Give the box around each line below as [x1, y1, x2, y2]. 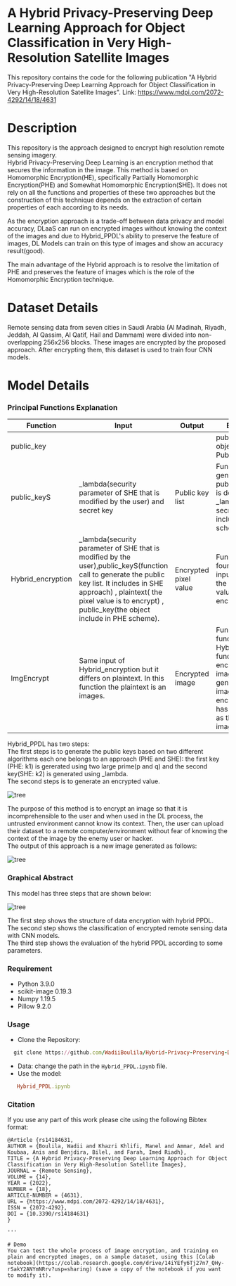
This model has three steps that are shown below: [7, 889, 152, 897]
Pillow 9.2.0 [17, 1002, 51, 1010]
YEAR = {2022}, [7, 1180, 52, 1187]
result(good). [7, 246, 46, 255]
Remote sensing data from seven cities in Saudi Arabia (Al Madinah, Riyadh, [7, 323, 227, 331]
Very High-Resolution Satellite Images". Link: [7, 88, 137, 96]
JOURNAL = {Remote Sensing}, [7, 1167, 93, 1175]
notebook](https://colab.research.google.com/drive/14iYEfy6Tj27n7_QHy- [7, 1260, 225, 1267]
